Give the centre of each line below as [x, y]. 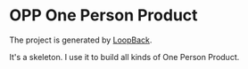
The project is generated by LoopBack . [81, 40]
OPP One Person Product [103, 15]
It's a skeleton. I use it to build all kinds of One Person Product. [124, 57]
